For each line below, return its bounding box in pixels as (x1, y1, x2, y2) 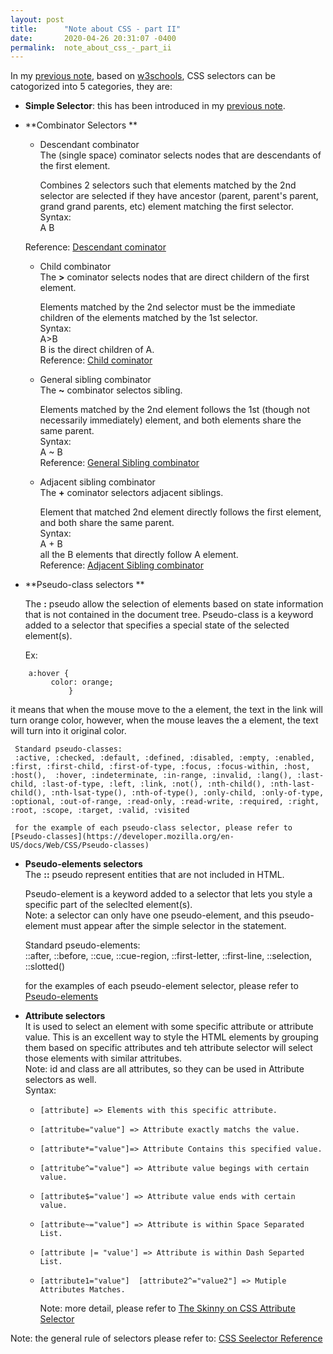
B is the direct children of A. (39, 344, 155, 356)
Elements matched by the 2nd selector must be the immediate (39, 301, 296, 313)
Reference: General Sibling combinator (39, 457, 200, 469)
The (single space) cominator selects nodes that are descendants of (39, 149, 322, 161)
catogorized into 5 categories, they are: (10, 81, 173, 93)
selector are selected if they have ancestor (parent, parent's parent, (39, 190, 319, 202)
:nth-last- (269, 779, 315, 790)
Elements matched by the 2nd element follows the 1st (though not (39, 404, 310, 416)
